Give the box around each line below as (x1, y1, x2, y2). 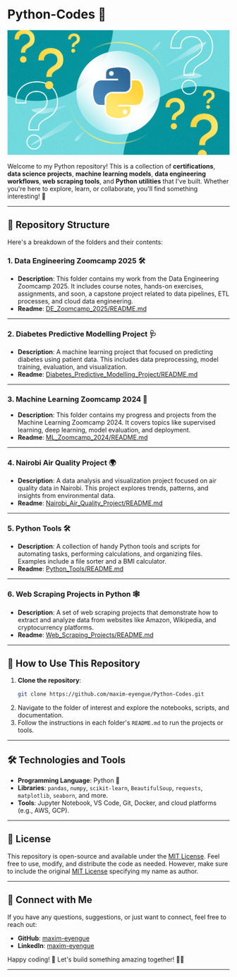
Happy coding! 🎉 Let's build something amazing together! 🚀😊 (7, 955, 185, 964)
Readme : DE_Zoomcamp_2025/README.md (17, 305, 147, 313)
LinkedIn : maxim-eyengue (17, 941, 95, 949)
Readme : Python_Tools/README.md (17, 564, 124, 574)
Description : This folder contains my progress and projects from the (17, 411, 217, 419)
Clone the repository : (17, 676, 82, 685)
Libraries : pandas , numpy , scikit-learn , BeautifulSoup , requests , (17, 784, 203, 792)
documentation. (17, 711, 63, 720)
